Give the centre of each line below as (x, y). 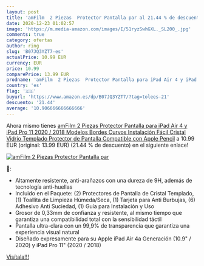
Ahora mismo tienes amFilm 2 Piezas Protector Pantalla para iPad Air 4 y (97, 125)
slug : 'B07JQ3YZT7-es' (35, 52)
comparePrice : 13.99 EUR (38, 74)
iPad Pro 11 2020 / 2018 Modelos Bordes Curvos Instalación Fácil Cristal (96, 132)
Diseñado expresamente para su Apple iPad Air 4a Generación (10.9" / (103, 239)
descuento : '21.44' (31, 102)
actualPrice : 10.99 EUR (36, 57)
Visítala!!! (18, 257)
